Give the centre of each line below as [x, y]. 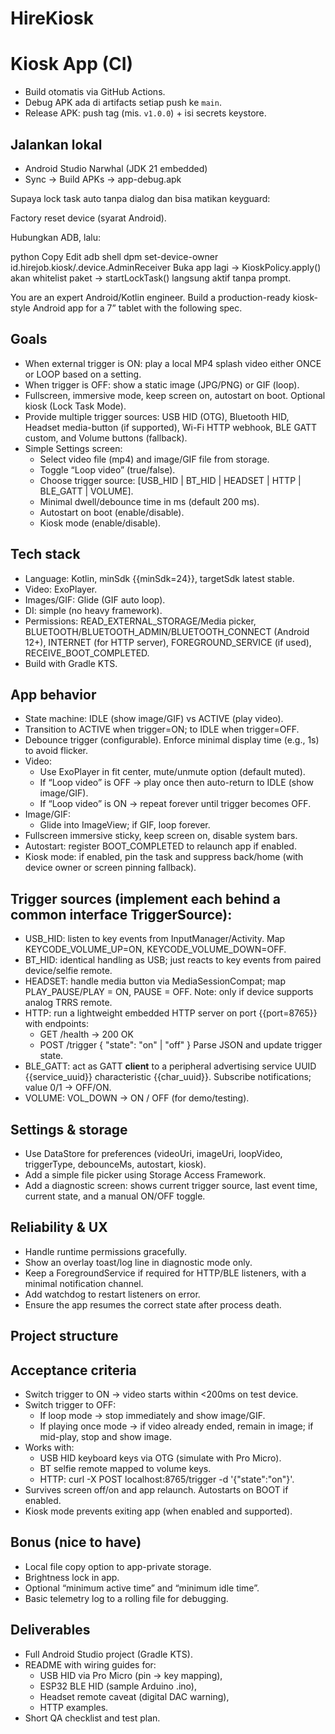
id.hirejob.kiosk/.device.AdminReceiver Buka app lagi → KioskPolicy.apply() [166, 267]
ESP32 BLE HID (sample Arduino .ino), [118, 1686]
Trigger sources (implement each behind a [146, 898]
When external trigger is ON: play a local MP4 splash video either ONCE [173, 363]
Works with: [49, 1448]
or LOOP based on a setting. [83, 374]
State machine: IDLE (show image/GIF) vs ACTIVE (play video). [154, 719]
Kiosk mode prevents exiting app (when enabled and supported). [158, 1511]
